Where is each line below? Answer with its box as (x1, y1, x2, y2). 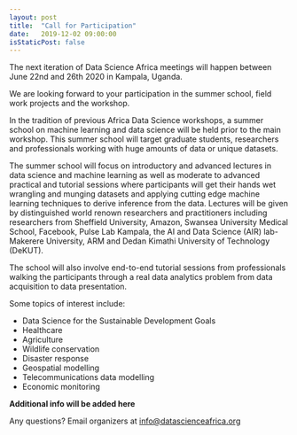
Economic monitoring (21, 382, 100, 392)
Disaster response (21, 353, 90, 364)
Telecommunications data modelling (21, 372, 155, 383)
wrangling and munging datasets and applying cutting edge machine (9, 189, 260, 199)
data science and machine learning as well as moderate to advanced (9, 170, 260, 181)
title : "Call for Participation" (9, 21, 137, 30)
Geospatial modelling (21, 362, 100, 373)
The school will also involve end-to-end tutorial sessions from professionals (9, 262, 286, 273)
